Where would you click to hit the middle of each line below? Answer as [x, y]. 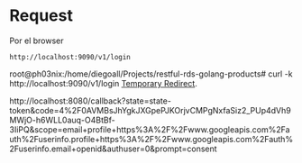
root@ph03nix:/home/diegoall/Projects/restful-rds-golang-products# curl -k [151, 74]
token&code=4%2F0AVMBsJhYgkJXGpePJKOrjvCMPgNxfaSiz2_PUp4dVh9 [150, 110]
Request [41, 16]
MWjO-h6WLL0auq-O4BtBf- [62, 120]
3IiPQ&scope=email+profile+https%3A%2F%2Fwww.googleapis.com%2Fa [150, 129]
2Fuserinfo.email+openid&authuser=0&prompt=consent [114, 149]
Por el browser [37, 41]
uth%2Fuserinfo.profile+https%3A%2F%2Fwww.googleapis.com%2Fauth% [151, 139]
